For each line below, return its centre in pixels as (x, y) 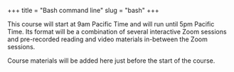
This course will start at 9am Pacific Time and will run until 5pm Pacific (111, 24)
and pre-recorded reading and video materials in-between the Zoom (107, 39)
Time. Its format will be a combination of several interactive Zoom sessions (117, 32)
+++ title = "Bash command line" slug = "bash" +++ (83, 10)
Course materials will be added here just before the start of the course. (111, 61)
